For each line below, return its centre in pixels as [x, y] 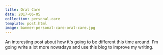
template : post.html [26, 23]
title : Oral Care [23, 10]
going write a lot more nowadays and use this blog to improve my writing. [79, 47]
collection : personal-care [33, 19]
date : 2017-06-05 [23, 14]
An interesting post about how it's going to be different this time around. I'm [81, 42]
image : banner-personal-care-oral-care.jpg [50, 28]
